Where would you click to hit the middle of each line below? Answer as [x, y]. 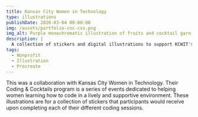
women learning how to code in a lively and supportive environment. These [98, 95]
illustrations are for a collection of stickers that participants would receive [95, 102]
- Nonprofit [26, 55]
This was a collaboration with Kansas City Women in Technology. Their [92, 83]
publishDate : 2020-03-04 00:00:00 [49, 22]
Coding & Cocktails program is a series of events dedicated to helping [91, 89]
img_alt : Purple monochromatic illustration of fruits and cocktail [92, 34]
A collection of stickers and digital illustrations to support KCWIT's [103, 45]
